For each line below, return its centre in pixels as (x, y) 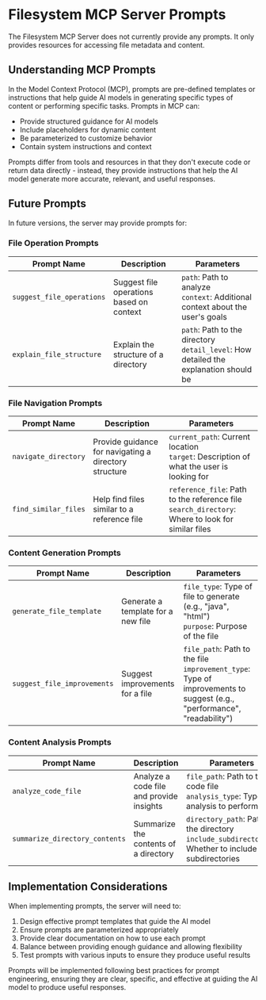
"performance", (212, 709)
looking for (189, 477)
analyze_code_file (47, 791)
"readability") (208, 718)
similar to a (113, 509)
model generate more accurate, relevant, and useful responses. (112, 178)
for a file (137, 694)
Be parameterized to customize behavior (86, 138)
